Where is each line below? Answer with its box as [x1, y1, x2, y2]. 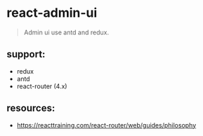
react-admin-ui [6, 5, 98, 21]
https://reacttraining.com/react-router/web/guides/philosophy [16, 121, 197, 129]
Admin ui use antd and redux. [23, 28, 110, 36]
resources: [6, 102, 55, 114]
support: [6, 48, 46, 60]
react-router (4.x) [16, 82, 67, 90]
